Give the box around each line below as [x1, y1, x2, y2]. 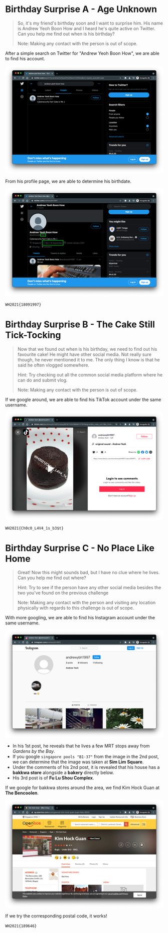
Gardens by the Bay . [12, 748, 55, 754]
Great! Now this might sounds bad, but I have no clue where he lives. [17, 570, 160, 576]
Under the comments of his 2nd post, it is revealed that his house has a [12, 764, 160, 770]
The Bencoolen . [5, 790, 39, 796]
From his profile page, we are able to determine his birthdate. [5, 178, 132, 184]
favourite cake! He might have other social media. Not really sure [17, 351, 152, 357]
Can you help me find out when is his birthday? [17, 31, 115, 37]
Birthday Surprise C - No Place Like [5, 542, 154, 554]
